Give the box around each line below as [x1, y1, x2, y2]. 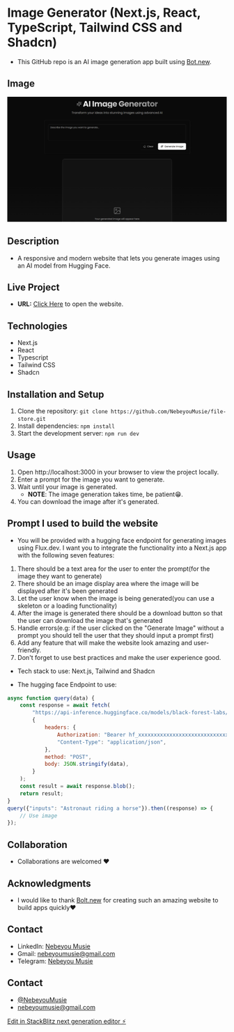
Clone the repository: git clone [17, 406, 108, 415]
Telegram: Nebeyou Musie [17, 957, 93, 965]
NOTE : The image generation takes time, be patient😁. [27, 490, 183, 498]
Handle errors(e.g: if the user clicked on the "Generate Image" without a [17, 624, 224, 632]
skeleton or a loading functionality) [17, 601, 118, 610]
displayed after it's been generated [17, 587, 118, 595]
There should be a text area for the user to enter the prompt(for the [17, 564, 210, 573]
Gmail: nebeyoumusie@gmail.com [17, 949, 116, 957]
